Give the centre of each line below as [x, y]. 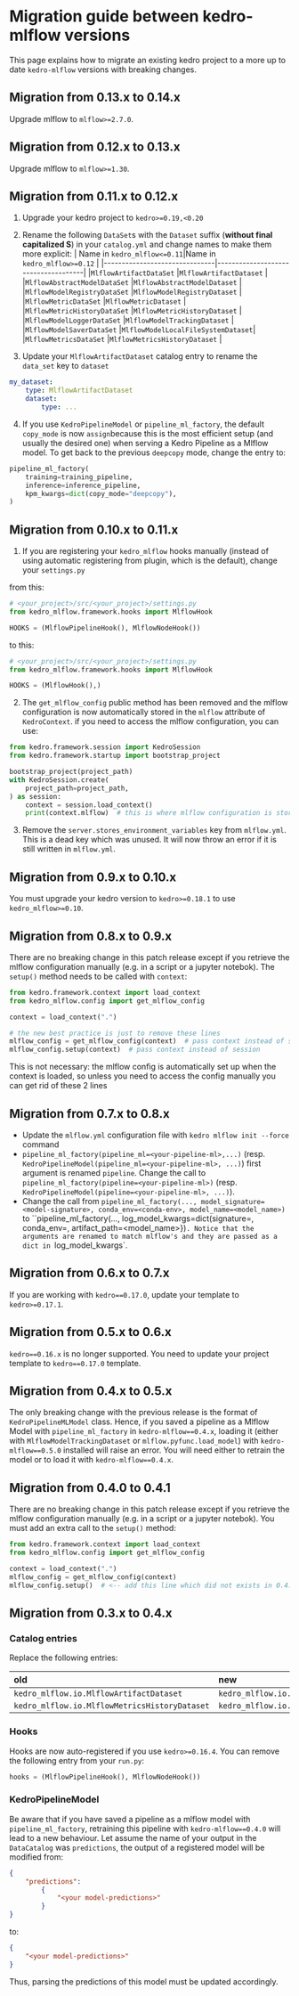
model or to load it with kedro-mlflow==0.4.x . [92, 1460]
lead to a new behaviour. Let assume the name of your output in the [133, 1837]
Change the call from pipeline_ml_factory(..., [109, 1201]
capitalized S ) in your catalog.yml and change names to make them [147, 244]
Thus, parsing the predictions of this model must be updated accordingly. [144, 1981]
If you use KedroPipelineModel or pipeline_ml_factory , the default [143, 424]
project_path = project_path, [77, 788]
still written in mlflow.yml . [69, 849]
